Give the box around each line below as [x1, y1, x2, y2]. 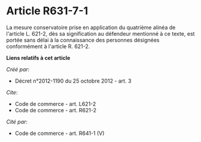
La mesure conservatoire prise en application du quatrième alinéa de [6, 24, 176, 31]
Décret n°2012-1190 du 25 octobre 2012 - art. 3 [14, 77, 132, 84]
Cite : [6, 89, 18, 96]
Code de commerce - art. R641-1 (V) [14, 130, 105, 137]
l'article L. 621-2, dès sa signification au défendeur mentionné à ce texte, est [6, 30, 195, 37]
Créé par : [6, 65, 30, 72]
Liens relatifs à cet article [6, 54, 71, 61]
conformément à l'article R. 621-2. [6, 43, 90, 50]
